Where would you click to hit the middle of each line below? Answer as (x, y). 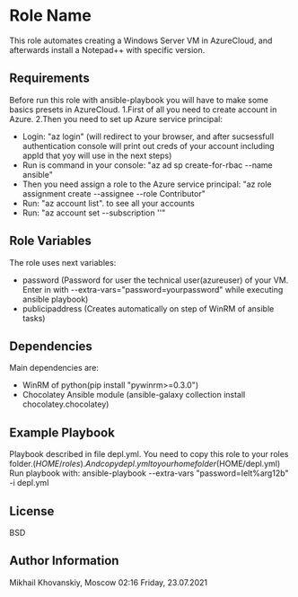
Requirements (49, 79)
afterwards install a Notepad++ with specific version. (107, 49)
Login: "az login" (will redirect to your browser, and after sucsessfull (148, 136)
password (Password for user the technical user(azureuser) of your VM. (155, 280)
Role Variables (50, 241)
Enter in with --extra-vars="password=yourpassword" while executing (153, 289)
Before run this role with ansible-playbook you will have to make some (139, 100)
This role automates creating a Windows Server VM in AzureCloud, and (141, 40)
